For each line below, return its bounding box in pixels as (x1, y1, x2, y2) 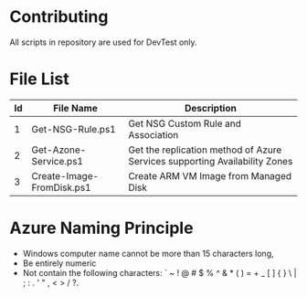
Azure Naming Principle (9, 217, 194, 239)
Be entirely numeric (22, 258, 97, 269)
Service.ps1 (31, 154, 84, 167)
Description (184, 101, 238, 114)
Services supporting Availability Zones (127, 154, 293, 167)
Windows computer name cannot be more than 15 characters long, (22, 248, 274, 259)
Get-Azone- (31, 143, 87, 156)
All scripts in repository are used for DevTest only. (9, 37, 198, 48)
